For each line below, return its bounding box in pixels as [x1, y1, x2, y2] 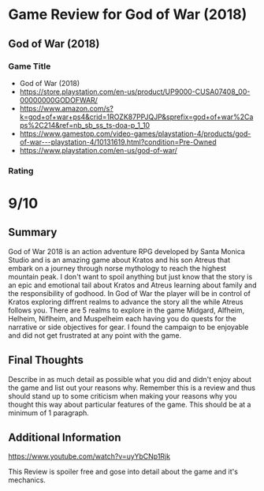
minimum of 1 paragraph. [8, 408, 89, 418]
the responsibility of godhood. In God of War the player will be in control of [8, 288, 251, 298]
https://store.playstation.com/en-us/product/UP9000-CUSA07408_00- [19, 87, 251, 96]
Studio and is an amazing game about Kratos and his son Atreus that [8, 255, 231, 264]
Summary [8, 226, 58, 239]
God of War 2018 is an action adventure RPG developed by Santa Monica [8, 246, 246, 256]
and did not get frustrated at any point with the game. [8, 330, 182, 340]
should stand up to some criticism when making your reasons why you [8, 391, 238, 400]
